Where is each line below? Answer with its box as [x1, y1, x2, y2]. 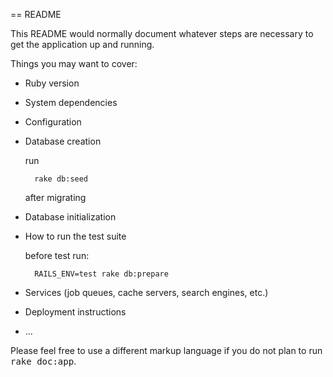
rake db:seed [34, 174, 89, 184]
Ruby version [24, 77, 80, 89]
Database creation [24, 135, 102, 147]
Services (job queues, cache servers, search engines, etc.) [24, 287, 269, 298]
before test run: [24, 250, 90, 261]
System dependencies [24, 97, 118, 108]
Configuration [24, 116, 82, 128]
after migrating [24, 192, 87, 203]
